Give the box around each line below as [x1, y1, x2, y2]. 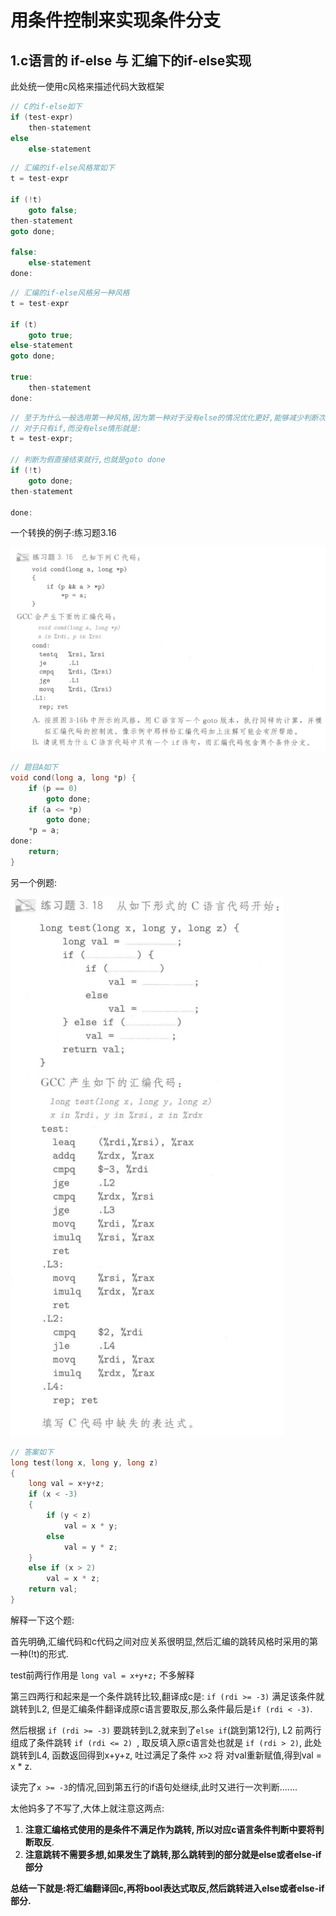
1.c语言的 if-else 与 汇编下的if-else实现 [10, 52, 252, 69]
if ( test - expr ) [10, 112, 74, 122]
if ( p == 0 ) [28, 783, 78, 793]
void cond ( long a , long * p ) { [10, 772, 137, 783]
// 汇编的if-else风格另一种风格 [10, 288, 130, 298]
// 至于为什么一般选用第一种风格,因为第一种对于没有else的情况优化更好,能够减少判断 [10, 412, 319, 423]
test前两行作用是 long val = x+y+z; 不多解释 [10, 1669, 195, 1681]
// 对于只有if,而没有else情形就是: [10, 423, 142, 433]
